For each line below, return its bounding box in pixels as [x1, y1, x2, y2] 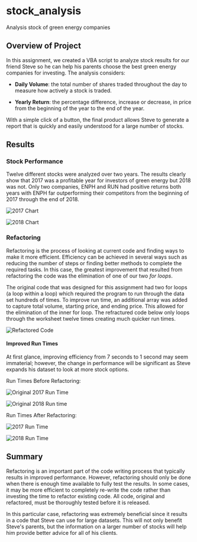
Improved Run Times [6, 340, 58, 347]
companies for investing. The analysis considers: [6, 69, 125, 76]
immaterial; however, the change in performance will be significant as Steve [6, 359, 191, 366]
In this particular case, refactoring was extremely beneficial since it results [6, 510, 188, 517]
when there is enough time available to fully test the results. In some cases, [6, 480, 189, 487]
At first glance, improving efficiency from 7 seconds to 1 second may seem [6, 353, 188, 360]
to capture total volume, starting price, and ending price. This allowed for [6, 302, 185, 309]
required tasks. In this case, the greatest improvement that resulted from [6, 266, 183, 273]
